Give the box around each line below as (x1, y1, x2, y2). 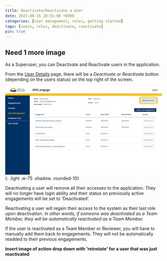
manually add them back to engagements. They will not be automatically (5, 231, 154, 237)
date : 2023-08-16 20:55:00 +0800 (5, 13, 75, 18)
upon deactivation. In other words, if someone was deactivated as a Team (5, 211, 158, 217)
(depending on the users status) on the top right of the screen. (5, 76, 133, 82)
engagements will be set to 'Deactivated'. (5, 196, 90, 202)
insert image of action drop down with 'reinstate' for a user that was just (5, 246, 158, 252)
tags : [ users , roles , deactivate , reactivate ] (5, 24, 103, 29)
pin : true (5, 29, 26, 34)
